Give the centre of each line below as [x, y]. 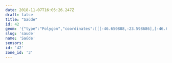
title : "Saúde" [21, 19]
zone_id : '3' [19, 52]
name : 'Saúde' [20, 39]
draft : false [19, 15]
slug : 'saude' [20, 34]
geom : [11, 29]
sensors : [15, 43]
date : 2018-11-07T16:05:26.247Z [40, 10]
